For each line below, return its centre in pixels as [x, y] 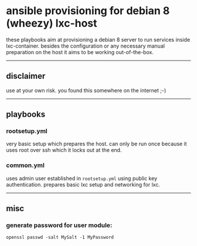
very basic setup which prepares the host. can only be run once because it [96, 144]
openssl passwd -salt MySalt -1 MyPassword [60, 237]
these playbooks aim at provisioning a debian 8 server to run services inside [98, 39]
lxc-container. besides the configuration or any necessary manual [86, 46]
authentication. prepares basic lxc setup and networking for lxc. [83, 184]
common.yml [26, 165]
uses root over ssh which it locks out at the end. [64, 150]
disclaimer [26, 76]
